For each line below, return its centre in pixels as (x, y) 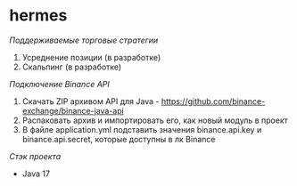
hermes (38, 16)
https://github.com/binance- (213, 101)
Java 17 (36, 174)
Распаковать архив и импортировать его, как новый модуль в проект (155, 120)
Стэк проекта (35, 156)
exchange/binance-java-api (73, 110)
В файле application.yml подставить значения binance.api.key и (142, 129)
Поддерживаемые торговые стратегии (84, 40)
